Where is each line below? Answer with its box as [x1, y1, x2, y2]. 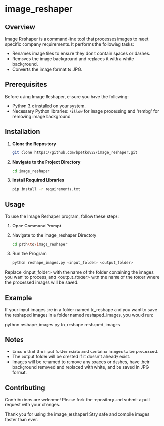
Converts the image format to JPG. [12, 66, 83, 72]
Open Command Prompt [12, 223, 62, 229]
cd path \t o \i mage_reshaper [12, 242, 68, 247]
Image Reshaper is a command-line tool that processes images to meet [5, 36, 149, 42]
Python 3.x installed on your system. [12, 103, 86, 109]
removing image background [12, 113, 70, 119]
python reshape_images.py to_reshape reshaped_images [5, 321, 120, 327]
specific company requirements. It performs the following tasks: [5, 41, 134, 47]
